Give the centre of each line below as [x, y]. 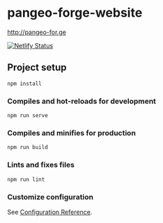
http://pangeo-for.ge [37, 32]
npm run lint [26, 179]
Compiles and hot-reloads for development [82, 101]
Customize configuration [51, 197]
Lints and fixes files [41, 165]
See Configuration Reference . [50, 212]
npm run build [28, 148]
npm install [24, 84]
